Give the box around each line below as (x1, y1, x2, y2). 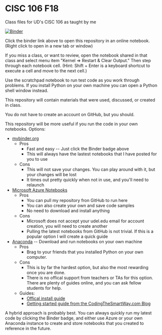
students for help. (26, 285, 62, 291)
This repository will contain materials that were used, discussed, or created (5, 97, 155, 102)
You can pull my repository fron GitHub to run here (26, 197, 128, 203)
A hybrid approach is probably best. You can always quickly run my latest (5, 310, 152, 316)
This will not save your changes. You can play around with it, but (26, 166, 155, 172)
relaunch (26, 182, 45, 187)
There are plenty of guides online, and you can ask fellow (26, 280, 142, 285)
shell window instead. (5, 87, 49, 93)
